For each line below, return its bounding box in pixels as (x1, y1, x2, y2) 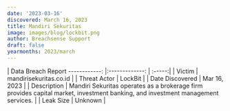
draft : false (7, 42, 45, 49)
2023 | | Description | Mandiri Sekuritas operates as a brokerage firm (7, 82, 203, 90)
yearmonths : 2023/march (7, 49, 76, 56)
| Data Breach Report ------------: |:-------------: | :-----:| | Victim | (7, 66, 198, 75)
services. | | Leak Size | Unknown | (7, 96, 106, 104)
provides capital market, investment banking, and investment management (7, 88, 219, 97)
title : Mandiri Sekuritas (7, 23, 81, 29)
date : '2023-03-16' (7, 10, 63, 17)
